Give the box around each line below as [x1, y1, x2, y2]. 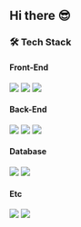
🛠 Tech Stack [9, 36, 72, 49]
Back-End [9, 104, 47, 115]
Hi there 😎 [9, 8, 71, 24]
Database [9, 146, 47, 157]
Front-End [9, 62, 49, 73]
